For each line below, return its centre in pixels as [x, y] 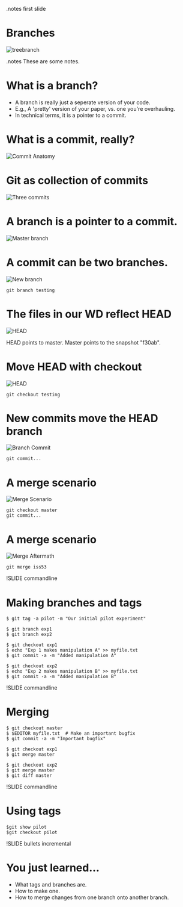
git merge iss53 [26, 567]
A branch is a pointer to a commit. [92, 221]
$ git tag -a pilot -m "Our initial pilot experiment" [76, 619]
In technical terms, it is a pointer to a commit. [70, 115]
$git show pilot [26, 828]
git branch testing [31, 290]
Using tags [34, 811]
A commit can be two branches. [87, 262]
